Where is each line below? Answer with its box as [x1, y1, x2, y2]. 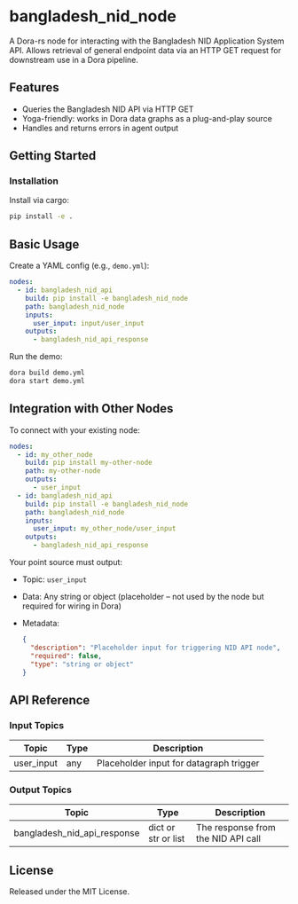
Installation [9, 175, 59, 187]
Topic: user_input [21, 574, 87, 585]
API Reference [9, 692, 90, 707]
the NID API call [196, 832, 262, 845]
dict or [148, 821, 176, 834]
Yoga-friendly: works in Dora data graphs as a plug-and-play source [21, 113, 272, 123]
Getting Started [9, 148, 97, 163]
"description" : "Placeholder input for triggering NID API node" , [30, 643, 281, 652]
